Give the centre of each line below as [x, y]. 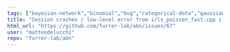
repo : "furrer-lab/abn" [41, 38]
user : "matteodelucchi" [41, 32]
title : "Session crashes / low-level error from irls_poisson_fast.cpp [111, 20]
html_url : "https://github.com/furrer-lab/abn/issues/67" [91, 26]
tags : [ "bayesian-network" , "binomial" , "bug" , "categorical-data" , [102, 13]
